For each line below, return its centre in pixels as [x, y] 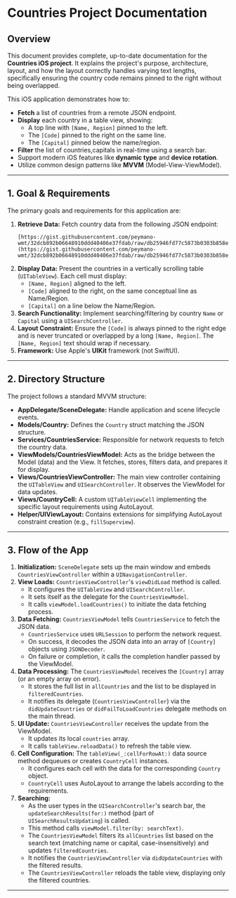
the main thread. [52, 716]
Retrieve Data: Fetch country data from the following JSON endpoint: [118, 224]
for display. [34, 469]
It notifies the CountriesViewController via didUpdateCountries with [125, 858]
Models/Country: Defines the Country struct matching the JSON [111, 424]
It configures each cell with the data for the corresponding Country [124, 768]
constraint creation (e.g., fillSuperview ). [76, 522]
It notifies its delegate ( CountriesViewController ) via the [109, 701]
